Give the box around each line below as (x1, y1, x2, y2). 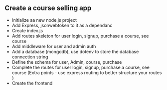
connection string (11, 54, 48, 60)
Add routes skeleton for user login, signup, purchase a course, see (11, 33, 149, 39)
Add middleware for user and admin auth (11, 43, 96, 49)
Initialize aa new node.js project (11, 17, 77, 23)
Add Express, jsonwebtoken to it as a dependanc (11, 22, 113, 28)
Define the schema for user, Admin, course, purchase (11, 59, 122, 65)
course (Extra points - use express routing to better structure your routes (11, 69, 162, 76)
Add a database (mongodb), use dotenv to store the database (11, 48, 139, 54)
